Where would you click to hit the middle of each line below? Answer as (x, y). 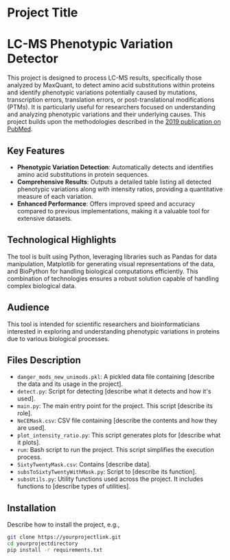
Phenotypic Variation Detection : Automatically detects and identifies (115, 167)
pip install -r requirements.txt (55, 550)
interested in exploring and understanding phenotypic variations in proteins (113, 331)
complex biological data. (42, 286)
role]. (24, 413)
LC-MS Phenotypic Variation (90, 44)
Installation (32, 508)
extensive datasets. (45, 218)
